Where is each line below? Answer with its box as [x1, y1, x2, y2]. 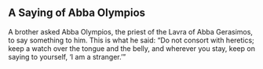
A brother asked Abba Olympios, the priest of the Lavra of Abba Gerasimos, [8, 27, 254, 36]
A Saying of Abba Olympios [8, 6, 146, 20]
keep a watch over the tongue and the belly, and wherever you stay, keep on [8, 43, 255, 53]
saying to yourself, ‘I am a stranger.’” [8, 52, 126, 61]
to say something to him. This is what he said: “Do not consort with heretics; [8, 35, 255, 45]
